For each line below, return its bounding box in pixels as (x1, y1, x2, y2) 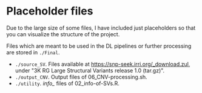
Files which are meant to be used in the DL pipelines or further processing (6, 42, 192, 50)
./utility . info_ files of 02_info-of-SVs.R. (15, 80, 120, 87)
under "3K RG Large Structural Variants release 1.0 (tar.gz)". (15, 66, 165, 74)
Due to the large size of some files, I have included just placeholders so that (6, 24, 196, 31)
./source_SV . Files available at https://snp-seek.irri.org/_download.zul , (15, 60, 190, 68)
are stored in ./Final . (6, 48, 60, 56)
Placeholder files (6, 4, 93, 18)
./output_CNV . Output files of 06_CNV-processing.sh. (15, 73, 147, 80)
